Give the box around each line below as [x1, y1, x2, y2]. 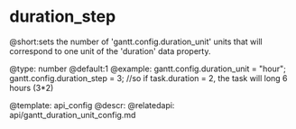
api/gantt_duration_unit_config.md [9, 109, 136, 120]
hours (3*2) [9, 82, 54, 93]
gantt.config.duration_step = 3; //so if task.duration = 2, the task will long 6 [9, 72, 288, 83]
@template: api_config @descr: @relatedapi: [9, 99, 175, 110]
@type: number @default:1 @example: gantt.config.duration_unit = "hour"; [9, 63, 287, 74]
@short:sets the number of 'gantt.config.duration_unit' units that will [9, 36, 264, 47]
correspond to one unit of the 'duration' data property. [9, 45, 211, 56]
